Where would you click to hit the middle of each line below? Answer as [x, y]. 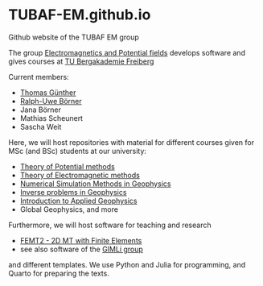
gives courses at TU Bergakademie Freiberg [81, 61]
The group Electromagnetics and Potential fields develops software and [127, 52]
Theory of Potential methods [67, 166]
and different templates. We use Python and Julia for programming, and [127, 264]
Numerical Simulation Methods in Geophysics [95, 184]
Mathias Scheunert [51, 118]
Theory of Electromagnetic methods [80, 175]
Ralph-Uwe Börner [51, 101]
